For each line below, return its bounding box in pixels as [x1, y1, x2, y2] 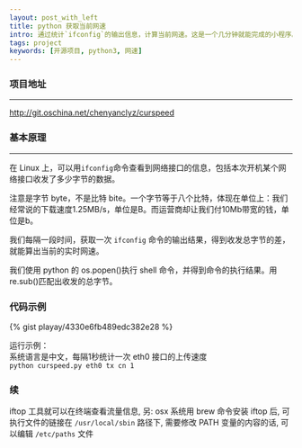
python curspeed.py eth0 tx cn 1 [9, 362, 135, 371]
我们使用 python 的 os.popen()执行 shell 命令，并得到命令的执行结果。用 [9, 264, 278, 275]
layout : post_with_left [9, 13, 99, 22]
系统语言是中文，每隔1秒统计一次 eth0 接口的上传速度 [9, 352, 208, 363]
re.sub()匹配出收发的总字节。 [9, 275, 118, 286]
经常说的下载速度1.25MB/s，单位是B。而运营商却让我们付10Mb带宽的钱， [9, 203, 281, 214]
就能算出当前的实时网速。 [9, 245, 104, 256]
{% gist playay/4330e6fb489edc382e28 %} [9, 321, 173, 333]
